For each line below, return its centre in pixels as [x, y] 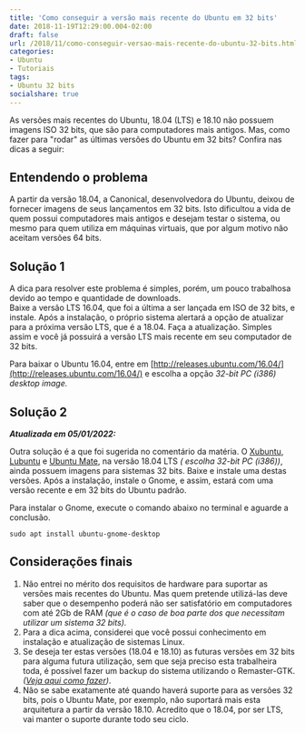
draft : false [34, 35]
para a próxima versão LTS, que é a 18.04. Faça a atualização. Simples [141, 327]
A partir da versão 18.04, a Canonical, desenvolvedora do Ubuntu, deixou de [152, 199]
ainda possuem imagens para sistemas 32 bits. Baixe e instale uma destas [148, 470]
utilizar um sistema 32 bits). [74, 622]
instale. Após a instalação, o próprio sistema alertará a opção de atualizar [147, 317]
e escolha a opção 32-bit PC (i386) [211, 374]
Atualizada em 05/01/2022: [63, 434]
